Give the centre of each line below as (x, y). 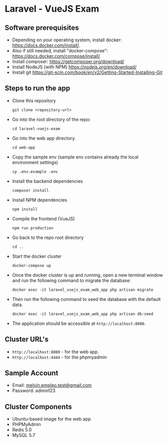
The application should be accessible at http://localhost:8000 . (79, 323)
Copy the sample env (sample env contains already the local (75, 157)
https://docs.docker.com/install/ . (46, 45)
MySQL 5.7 (24, 435)
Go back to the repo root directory (48, 237)
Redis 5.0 (22, 430)
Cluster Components (38, 407)
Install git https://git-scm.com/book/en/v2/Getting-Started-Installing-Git (87, 72)
